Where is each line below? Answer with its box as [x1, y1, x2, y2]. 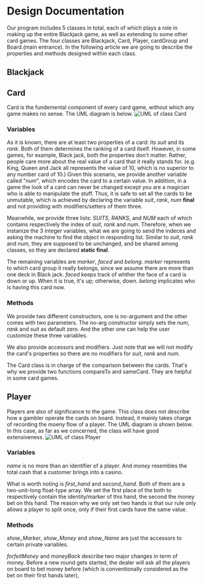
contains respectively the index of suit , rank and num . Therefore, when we [7, 221, 191, 228]
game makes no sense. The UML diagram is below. [7, 110, 133, 117]
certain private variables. [7, 541, 69, 548]
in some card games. [7, 374, 59, 381]
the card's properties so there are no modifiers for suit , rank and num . [7, 349, 180, 357]
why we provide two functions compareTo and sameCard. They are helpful [7, 368, 192, 375]
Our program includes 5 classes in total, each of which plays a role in [7, 24, 178, 31]
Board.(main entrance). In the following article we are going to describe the [7, 43, 193, 51]
